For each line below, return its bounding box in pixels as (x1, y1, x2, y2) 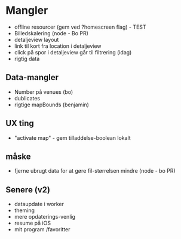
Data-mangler (5, 72, 59, 82)
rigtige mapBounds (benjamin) (14, 101, 89, 108)
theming (14, 207, 35, 214)
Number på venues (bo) (14, 88, 73, 96)
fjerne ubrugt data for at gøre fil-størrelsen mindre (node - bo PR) (14, 167, 176, 174)
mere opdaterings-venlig (14, 213, 76, 220)
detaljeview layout (14, 36, 59, 43)
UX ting (5, 118, 34, 128)
